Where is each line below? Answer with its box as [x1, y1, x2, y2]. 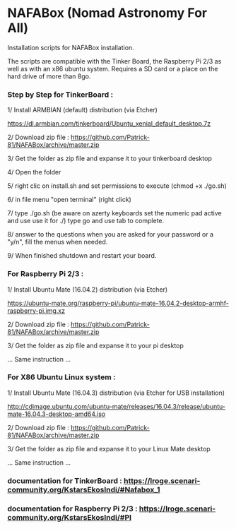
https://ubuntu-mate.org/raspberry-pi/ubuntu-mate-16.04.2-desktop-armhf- [7, 299, 230, 307]
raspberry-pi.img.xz [7, 306, 66, 315]
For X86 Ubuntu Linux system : [7, 372, 116, 382]
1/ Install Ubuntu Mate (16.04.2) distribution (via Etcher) [7, 285, 168, 294]
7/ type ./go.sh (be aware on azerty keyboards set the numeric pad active [7, 209, 222, 218]
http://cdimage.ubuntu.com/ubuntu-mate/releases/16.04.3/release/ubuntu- [7, 402, 226, 410]
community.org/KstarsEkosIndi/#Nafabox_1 [7, 485, 160, 494]
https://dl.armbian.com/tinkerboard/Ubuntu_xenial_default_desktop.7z [7, 119, 211, 128]
